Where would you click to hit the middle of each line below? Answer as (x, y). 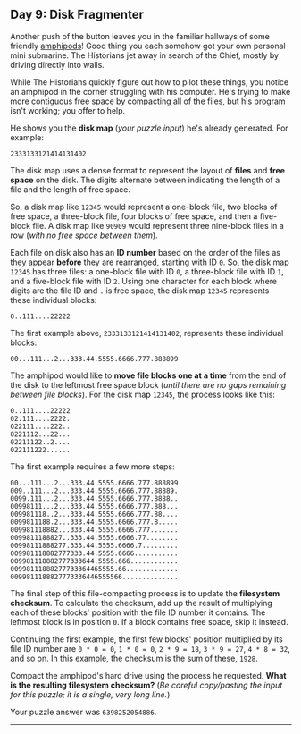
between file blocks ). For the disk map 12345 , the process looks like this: (143, 394)
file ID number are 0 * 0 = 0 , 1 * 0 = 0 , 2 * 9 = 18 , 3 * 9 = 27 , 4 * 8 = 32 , (150, 648)
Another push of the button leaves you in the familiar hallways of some (140, 36)
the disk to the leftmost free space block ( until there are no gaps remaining (148, 384)
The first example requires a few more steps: (92, 466)
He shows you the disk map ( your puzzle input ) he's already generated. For (149, 128)
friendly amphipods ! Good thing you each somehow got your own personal (148, 46)
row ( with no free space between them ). (84, 235)
